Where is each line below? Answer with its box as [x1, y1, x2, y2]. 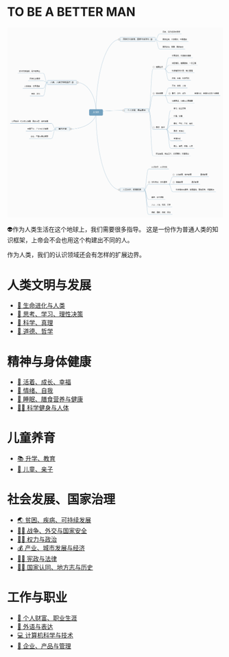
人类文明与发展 [7, 277, 92, 293]
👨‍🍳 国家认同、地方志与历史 [16, 563, 94, 572]
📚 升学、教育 [16, 455, 56, 463]
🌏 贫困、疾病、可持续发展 [16, 516, 91, 524]
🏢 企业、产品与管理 [16, 642, 71, 650]
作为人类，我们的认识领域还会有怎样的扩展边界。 [7, 250, 145, 259]
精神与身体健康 [7, 354, 92, 369]
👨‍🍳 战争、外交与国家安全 [16, 527, 88, 535]
